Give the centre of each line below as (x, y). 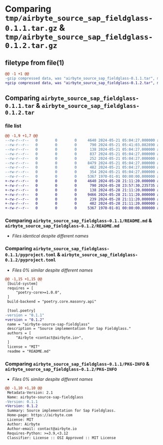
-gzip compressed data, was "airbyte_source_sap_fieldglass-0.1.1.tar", (80, 78)
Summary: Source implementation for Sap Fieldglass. (62, 411)
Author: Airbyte (24, 424)
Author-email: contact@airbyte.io (42, 428)
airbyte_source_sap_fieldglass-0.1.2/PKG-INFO (61, 369)
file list (13, 126)
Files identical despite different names (50, 236)
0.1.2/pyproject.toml (31, 260)
